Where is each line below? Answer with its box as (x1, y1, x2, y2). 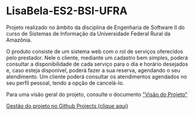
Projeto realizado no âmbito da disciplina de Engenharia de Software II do (6, 24, 185, 31)
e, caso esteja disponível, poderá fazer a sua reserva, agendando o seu (6, 66, 180, 74)
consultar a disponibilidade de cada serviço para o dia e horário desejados (6, 60, 188, 68)
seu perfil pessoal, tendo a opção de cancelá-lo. (6, 79, 124, 87)
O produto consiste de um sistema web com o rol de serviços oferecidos (6, 47, 183, 55)
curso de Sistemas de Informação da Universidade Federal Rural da (6, 30, 171, 37)
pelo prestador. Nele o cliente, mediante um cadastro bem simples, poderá (6, 54, 188, 61)
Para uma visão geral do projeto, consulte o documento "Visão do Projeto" (6, 91, 188, 98)
